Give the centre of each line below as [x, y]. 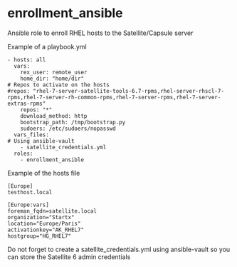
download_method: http [54, 116]
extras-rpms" [27, 104]
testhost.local [30, 192]
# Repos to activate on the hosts [59, 85]
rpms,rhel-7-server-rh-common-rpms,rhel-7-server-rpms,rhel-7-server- [114, 97]
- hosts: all [27, 60]
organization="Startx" [41, 217]
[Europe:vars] [28, 205]
